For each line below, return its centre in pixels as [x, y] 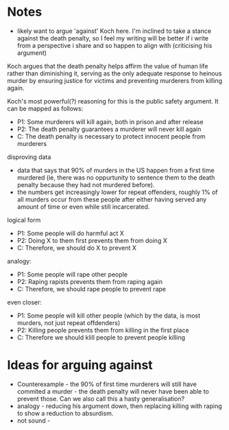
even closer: [25, 302]
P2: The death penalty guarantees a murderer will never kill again [109, 129]
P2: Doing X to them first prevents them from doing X [92, 240]
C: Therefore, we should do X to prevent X [77, 248]
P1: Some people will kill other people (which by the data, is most [109, 315]
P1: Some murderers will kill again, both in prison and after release [110, 121]
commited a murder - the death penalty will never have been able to [113, 391]
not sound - [34, 420]
